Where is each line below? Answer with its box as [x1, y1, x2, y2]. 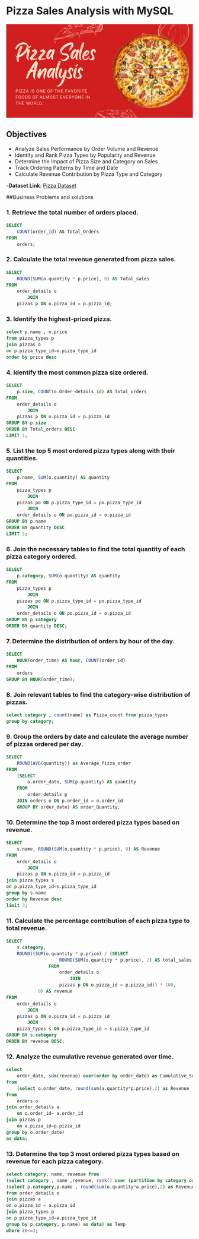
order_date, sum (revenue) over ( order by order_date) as [17, 1073, 158, 1079]
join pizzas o [6, 342, 41, 348]
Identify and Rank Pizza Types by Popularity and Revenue [14, 151, 156, 159]
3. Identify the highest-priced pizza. [6, 315, 113, 323]
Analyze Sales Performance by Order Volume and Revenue [14, 145, 159, 152]
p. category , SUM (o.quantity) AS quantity [17, 573, 120, 579]
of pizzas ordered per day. [6, 739, 84, 748]
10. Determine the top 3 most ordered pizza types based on [6, 818, 179, 826]
